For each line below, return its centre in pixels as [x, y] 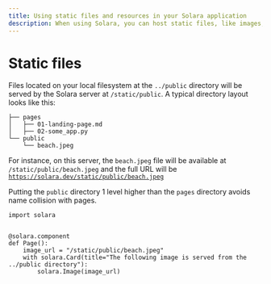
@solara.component [39, 236]
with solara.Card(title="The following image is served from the [135, 258]
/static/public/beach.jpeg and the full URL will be [93, 169]
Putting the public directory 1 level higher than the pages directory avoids [129, 192]
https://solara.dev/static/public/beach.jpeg [86, 177]
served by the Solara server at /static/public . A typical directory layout [128, 94]
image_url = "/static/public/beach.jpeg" [93, 251]
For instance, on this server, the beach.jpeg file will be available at [117, 161]
